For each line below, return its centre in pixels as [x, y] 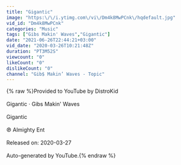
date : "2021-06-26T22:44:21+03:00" [51, 40]
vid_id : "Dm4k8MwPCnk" [35, 23]
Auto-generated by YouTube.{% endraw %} [61, 156]
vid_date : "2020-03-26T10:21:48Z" [50, 46]
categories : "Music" [33, 29]
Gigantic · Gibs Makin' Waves [43, 104]
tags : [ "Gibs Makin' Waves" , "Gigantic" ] [59, 35]
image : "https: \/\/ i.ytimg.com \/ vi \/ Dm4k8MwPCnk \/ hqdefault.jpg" [91, 18]
